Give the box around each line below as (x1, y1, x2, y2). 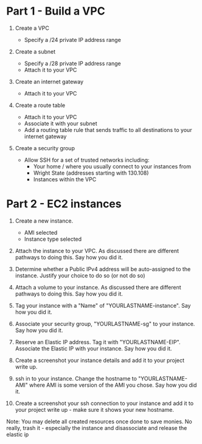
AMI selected (24, 229, 58, 236)
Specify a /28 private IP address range (24, 60, 121, 67)
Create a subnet (15, 47, 56, 55)
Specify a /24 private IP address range (24, 36, 122, 43)
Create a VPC (15, 24, 50, 32)
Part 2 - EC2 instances (6, 197, 122, 211)
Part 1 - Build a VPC (6, 4, 105, 18)
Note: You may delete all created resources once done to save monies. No (6, 418, 193, 425)
